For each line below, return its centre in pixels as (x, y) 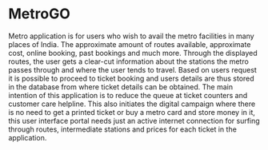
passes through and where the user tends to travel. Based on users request (133, 69)
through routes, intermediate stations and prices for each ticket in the (123, 129)
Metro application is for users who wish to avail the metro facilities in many (131, 36)
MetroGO (39, 14)
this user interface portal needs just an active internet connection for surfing (134, 120)
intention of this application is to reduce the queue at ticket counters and (128, 95)
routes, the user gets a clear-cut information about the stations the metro (129, 61)
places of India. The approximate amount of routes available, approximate (130, 44)
